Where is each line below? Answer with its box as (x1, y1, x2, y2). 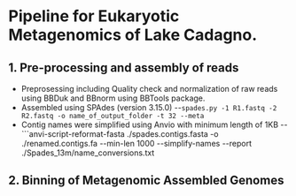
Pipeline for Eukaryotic (8, 6, 180, 26)
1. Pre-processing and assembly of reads (8, 60, 239, 75)
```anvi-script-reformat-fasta (20, 129, 125, 139)
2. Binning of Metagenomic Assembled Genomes (8, 173, 284, 188)
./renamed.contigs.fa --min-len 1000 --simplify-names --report (20, 139, 252, 148)
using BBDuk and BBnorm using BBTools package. (20, 93, 206, 103)
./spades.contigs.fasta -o (126, 129, 219, 139)
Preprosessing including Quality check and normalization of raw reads (20, 84, 278, 94)
